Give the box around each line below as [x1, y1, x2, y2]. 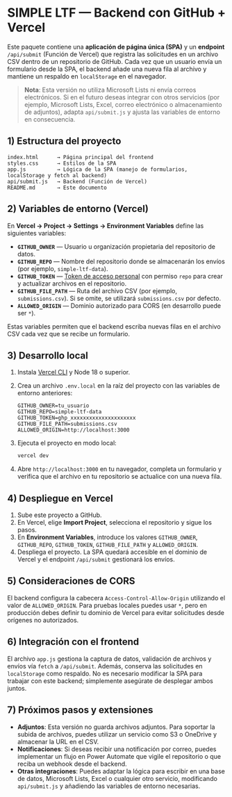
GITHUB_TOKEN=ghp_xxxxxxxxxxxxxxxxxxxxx [17, 415, 136, 422]
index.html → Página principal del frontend [7, 154, 154, 161]
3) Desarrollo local [7, 350, 88, 361]
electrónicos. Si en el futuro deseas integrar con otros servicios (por [24, 92, 220, 101]
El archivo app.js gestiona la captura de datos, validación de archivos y [7, 655, 212, 663]
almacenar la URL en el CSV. [17, 737, 99, 746]
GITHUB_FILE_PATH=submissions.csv [17, 420, 117, 428]
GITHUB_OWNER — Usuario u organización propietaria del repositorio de [17, 242, 215, 251]
